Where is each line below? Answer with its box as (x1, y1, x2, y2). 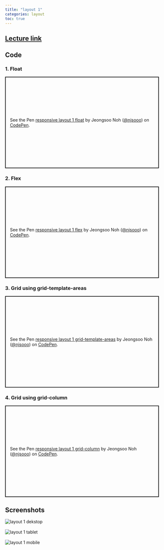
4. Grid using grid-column (5, 394, 68, 401)
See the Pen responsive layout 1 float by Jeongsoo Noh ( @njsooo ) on (10, 117, 149, 123)
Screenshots (5, 506, 45, 514)
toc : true (5, 16, 25, 21)
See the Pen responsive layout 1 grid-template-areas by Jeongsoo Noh (10, 336, 153, 342)
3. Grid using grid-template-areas (5, 285, 87, 291)
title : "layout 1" (5, 7, 42, 12)
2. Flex (5, 175, 21, 182)
